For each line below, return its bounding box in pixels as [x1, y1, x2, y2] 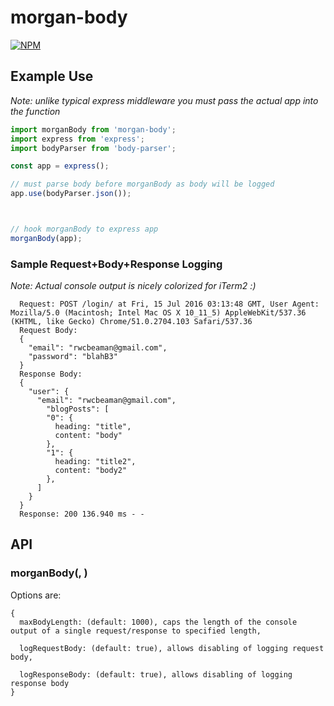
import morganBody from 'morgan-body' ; [10, 124, 177, 135]
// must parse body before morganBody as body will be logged [10, 179, 275, 190]
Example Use [10, 68, 94, 85]
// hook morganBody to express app [10, 224, 159, 234]
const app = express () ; [10, 161, 110, 171]
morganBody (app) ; [10, 233, 83, 243]
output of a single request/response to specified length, [10, 626, 262, 636]
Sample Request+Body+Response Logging [10, 257, 223, 271]
